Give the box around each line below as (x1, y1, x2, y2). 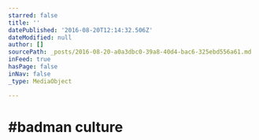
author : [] (8, 41, 44, 49)
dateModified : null (8, 33, 72, 42)
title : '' (8, 19, 41, 27)
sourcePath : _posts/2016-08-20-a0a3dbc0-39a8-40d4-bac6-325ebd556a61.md (8, 48, 252, 56)
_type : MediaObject (8, 77, 72, 85)
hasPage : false (8, 63, 58, 71)
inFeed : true (8, 56, 51, 64)
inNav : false (8, 70, 51, 78)
